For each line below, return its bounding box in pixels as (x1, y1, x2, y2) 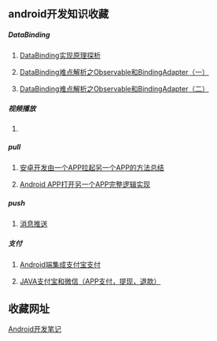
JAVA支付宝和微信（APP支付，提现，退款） (19, 276, 161, 286)
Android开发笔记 (8, 324, 61, 334)
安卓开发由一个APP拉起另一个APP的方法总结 (19, 163, 164, 172)
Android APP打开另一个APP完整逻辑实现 (19, 180, 151, 189)
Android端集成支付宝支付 (19, 260, 101, 269)
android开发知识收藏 (8, 7, 109, 21)
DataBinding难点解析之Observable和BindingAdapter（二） (19, 84, 210, 94)
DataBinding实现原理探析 (19, 50, 101, 61)
